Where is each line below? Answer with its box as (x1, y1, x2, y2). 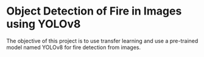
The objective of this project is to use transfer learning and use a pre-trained (6, 37, 199, 44)
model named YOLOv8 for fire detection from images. (6, 44, 141, 51)
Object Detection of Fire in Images (6, 4, 182, 18)
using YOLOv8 (6, 17, 81, 31)
